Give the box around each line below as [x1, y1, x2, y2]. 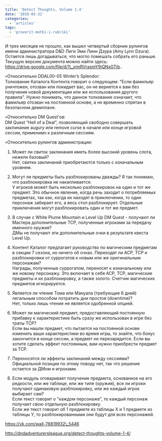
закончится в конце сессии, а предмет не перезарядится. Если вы [12, 336, 150, 341]
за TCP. [12, 346, 28, 352]
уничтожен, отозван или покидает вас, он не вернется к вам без [5, 84, 139, 90]
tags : [5, 25, 16, 30]
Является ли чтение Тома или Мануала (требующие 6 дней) [12, 290, 137, 296]
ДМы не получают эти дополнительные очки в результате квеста [12, 230, 149, 236]
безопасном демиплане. [5, 105, 56, 110]
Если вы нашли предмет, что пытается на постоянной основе [12, 326, 140, 331]
